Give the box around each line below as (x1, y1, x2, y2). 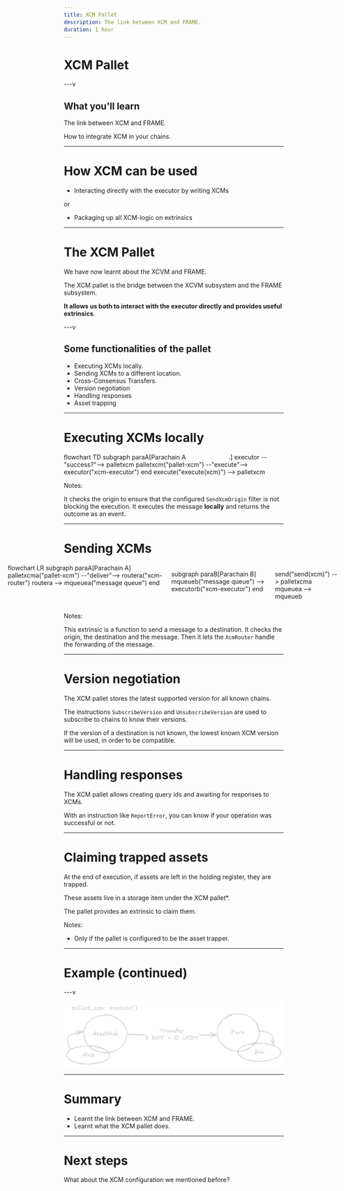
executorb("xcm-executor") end (171, 584, 264, 593)
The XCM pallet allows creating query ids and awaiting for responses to (63, 790, 269, 799)
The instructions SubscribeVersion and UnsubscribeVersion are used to (63, 707, 267, 716)
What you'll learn (63, 100, 140, 112)
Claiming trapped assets (63, 849, 209, 865)
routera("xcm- (121, 571, 163, 579)
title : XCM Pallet (63, 11, 117, 18)
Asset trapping (73, 399, 117, 407)
